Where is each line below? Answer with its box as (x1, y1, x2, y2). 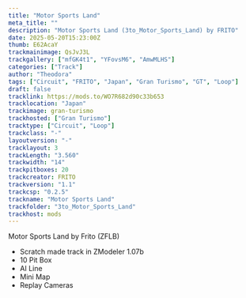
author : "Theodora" (8, 70, 73, 78)
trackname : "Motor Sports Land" (8, 195, 115, 203)
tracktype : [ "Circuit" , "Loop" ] (8, 122, 115, 130)
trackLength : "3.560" (8, 151, 80, 159)
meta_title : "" (8, 19, 59, 27)
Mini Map (19, 272, 51, 281)
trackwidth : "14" (8, 159, 66, 167)
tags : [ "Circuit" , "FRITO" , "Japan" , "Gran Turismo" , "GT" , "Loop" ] (8, 77, 239, 85)
